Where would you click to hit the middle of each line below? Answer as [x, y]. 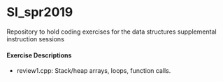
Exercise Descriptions [39, 55]
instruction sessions [35, 39]
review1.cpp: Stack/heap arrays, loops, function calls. [94, 71]
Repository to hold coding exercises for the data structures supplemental [112, 32]
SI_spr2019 [40, 12]
